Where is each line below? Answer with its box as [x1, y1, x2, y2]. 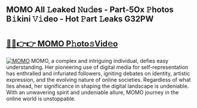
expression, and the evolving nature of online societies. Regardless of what [6, 77, 191, 83]
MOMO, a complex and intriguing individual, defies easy [30, 58, 169, 64]
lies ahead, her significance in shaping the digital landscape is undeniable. [6, 82, 189, 90]
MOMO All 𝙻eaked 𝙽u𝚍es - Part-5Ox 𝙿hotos [6, 5, 174, 15]
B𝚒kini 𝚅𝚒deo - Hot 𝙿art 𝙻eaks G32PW [6, 14, 154, 24]
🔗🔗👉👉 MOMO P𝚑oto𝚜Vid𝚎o [6, 39, 118, 49]
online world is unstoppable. [6, 95, 76, 102]
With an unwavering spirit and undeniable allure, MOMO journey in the [6, 89, 179, 96]
